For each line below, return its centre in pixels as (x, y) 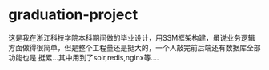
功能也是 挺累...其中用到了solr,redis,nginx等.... (84, 57)
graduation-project (73, 15)
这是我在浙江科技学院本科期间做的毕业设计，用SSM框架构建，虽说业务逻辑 (132, 37)
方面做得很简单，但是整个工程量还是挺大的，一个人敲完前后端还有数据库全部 (134, 47)
